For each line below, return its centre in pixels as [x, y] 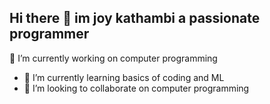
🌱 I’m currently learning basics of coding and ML [124, 77]
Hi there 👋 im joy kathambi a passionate [135, 18]
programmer [49, 34]
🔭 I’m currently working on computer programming [113, 58]
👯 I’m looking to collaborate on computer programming [136, 88]
